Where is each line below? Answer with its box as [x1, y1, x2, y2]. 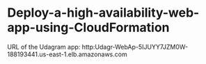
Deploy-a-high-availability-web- [7, 5, 200, 21]
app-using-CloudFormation [7, 19, 170, 35]
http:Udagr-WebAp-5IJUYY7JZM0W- [81, 42, 189, 51]
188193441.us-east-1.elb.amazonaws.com [7, 50, 127, 58]
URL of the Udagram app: [7, 42, 81, 51]
